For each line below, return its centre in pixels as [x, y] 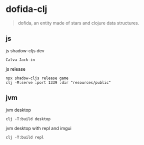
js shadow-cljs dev [25, 50]
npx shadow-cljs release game [37, 78]
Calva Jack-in [20, 60]
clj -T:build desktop [28, 119]
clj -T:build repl [25, 137]
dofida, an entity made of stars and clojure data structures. [78, 23]
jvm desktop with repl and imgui [38, 128]
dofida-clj [26, 9]
